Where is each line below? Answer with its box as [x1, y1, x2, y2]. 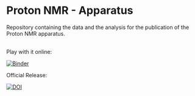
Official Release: [6, 71, 48, 78]
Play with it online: [6, 48, 52, 55]
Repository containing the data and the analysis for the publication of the [6, 24, 190, 31]
